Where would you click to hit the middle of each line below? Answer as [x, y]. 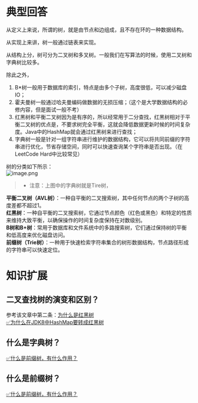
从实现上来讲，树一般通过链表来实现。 [52, 42]
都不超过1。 [30, 205]
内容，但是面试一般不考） [51, 109]
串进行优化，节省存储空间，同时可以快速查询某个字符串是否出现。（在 [98, 146]
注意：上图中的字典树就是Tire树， [70, 185]
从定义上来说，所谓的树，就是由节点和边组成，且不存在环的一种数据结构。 [96, 30]
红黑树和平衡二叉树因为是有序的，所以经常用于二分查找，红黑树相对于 [100, 117]
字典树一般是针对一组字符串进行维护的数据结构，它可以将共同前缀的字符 [102, 139]
